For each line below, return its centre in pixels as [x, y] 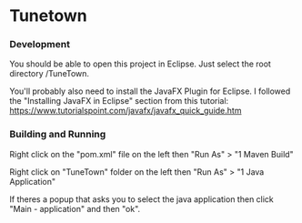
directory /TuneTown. [49, 74]
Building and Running [58, 135]
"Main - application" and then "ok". [75, 208]
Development [40, 45]
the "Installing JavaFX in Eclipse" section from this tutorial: [119, 101]
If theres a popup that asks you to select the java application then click [142, 199]
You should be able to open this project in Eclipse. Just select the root [140, 64]
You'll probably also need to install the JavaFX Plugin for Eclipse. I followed [150, 91]
